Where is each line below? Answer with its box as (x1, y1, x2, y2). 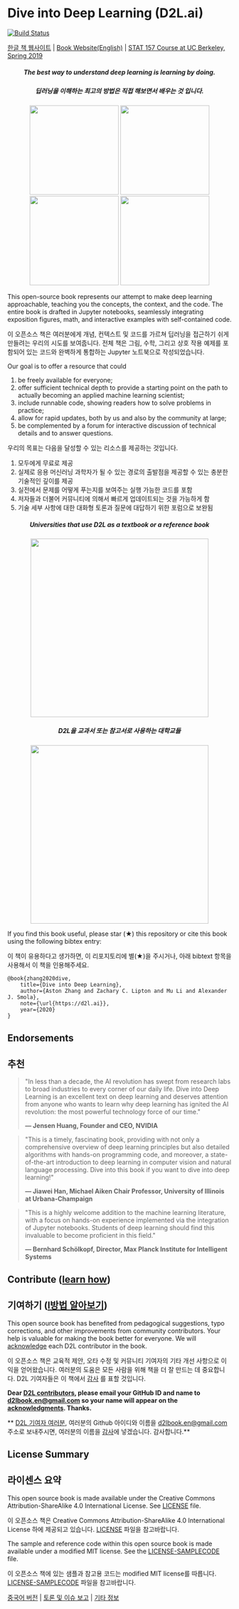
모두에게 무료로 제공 (17, 459, 73, 468)
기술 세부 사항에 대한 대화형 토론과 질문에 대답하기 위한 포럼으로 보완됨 (17, 503, 213, 512)
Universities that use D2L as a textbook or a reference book (29, 520, 210, 529)
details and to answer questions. (17, 429, 114, 438)
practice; (17, 406, 44, 415)
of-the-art (24, 1158, 55, 1166)
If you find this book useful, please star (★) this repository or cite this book (7, 929, 228, 938)
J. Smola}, (7, 994, 40, 1001)
